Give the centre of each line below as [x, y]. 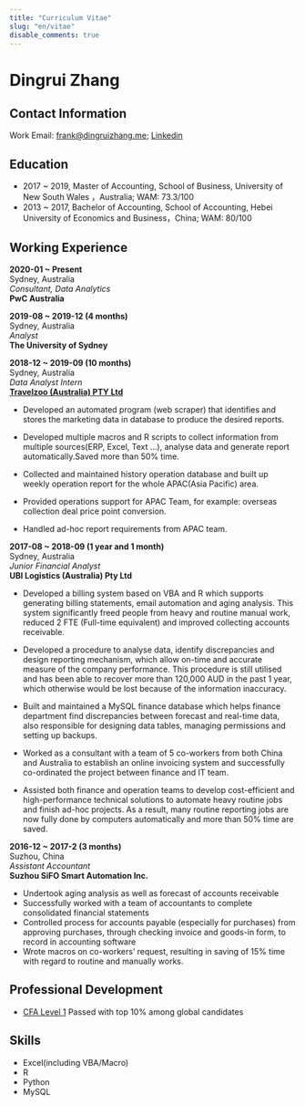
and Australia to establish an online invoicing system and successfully [153, 762]
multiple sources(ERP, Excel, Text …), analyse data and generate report [156, 447]
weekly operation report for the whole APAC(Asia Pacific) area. [141, 484]
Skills [25, 1041]
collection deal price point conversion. [94, 511]
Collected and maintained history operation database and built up [145, 474]
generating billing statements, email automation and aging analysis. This [158, 603]
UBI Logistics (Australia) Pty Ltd [71, 575]
